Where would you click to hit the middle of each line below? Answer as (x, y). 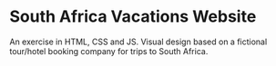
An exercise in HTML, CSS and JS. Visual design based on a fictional (138, 42)
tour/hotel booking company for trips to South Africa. (109, 51)
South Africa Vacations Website (133, 17)
